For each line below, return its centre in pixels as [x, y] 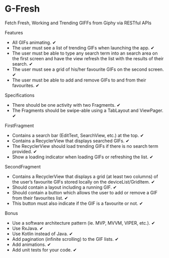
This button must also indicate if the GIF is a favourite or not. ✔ [78, 203]
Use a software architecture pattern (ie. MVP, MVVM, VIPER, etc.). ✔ [83, 223]
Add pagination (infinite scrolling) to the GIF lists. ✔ [66, 239]
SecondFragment [23, 166]
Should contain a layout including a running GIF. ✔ [64, 187]
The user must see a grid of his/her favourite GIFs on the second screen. [88, 69]
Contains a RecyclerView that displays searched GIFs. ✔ [71, 141]
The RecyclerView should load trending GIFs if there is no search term [85, 146]
